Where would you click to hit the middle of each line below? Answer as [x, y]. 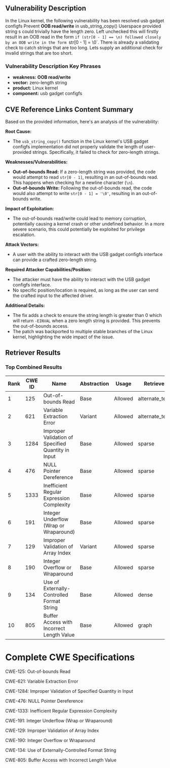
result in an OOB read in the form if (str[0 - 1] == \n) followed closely [83, 37]
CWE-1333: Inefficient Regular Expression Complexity [61, 711]
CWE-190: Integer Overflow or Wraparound [50, 740]
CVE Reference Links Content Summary [69, 109]
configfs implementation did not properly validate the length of [78, 146]
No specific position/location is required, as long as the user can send [85, 290]
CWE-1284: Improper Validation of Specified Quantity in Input [69, 691]
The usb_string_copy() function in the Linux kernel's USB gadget [80, 141]
